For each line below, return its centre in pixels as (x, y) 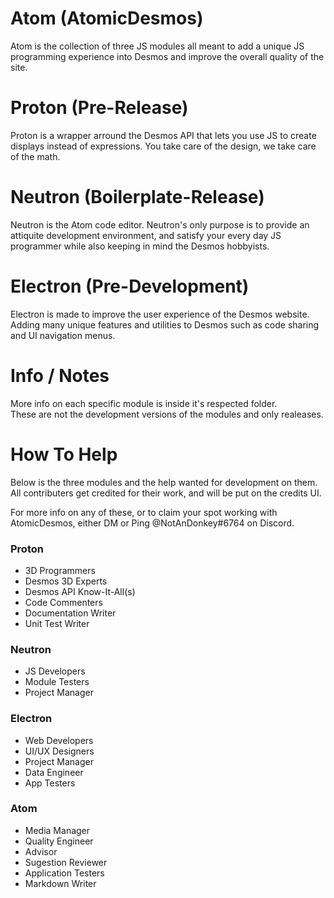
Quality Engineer (59, 841)
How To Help (64, 454)
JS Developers (55, 671)
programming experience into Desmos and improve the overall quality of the (167, 56)
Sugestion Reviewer (66, 862)
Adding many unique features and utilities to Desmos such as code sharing (165, 324)
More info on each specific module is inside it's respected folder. (144, 403)
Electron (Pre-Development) (130, 286)
